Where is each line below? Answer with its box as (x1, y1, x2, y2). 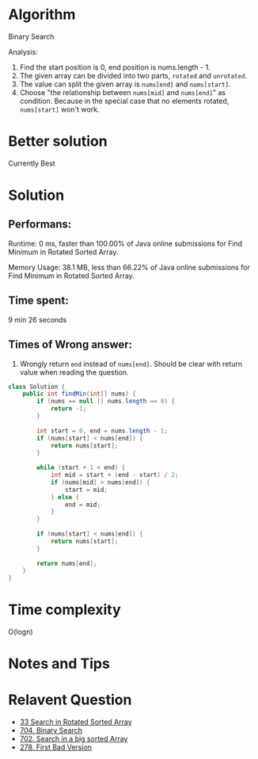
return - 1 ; (50, 405, 87, 413)
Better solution (8, 132, 108, 151)
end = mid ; (64, 501, 101, 509)
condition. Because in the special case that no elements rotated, (19, 96, 230, 105)
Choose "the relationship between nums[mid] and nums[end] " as (19, 87, 226, 97)
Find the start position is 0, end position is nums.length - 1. (19, 62, 211, 72)
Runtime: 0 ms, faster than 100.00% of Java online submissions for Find (8, 238, 243, 248)
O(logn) (8, 627, 33, 637)
